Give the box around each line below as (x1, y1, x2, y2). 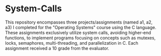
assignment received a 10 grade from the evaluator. (5, 45, 109, 51)
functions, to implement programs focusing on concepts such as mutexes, (5, 35, 156, 41)
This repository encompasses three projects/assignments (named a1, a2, (5, 19, 153, 25)
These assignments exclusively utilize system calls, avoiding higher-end (5, 29, 151, 35)
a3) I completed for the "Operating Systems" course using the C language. (5, 24, 157, 30)
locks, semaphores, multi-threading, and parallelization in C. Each (5, 40, 139, 46)
